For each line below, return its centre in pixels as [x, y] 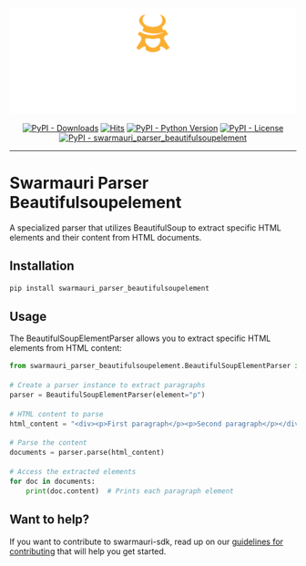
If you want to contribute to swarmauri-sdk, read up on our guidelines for [147, 541]
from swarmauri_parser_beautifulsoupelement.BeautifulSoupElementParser [150, 366]
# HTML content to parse [56, 414]
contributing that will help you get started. [88, 551]
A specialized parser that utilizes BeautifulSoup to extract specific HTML [146, 227]
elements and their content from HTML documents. [106, 237]
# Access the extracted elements [73, 472]
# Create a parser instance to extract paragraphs [107, 386]
